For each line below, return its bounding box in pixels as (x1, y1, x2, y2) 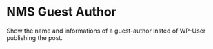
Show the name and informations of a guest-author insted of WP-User (6, 27, 206, 35)
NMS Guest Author (6, 4, 116, 20)
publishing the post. (6, 33, 63, 42)
